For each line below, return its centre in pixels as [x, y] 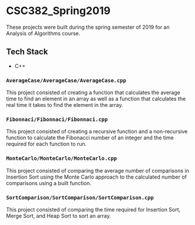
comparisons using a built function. [49, 183]
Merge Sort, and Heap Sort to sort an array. [59, 216]
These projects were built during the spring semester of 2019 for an [88, 27]
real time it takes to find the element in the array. [65, 105]
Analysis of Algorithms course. [43, 33]
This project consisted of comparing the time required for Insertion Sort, [93, 209]
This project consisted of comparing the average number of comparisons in [97, 170]
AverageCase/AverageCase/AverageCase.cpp [66, 80]
